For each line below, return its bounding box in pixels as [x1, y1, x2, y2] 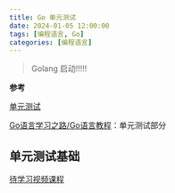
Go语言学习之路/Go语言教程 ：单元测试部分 [9, 120, 167, 131]
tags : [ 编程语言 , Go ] [9, 29, 85, 38]
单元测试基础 [9, 149, 80, 164]
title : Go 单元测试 [9, 12, 77, 22]
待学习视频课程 [9, 174, 64, 185]
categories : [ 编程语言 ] [9, 37, 92, 47]
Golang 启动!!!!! [30, 63, 87, 74]
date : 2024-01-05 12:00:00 [9, 21, 110, 30]
